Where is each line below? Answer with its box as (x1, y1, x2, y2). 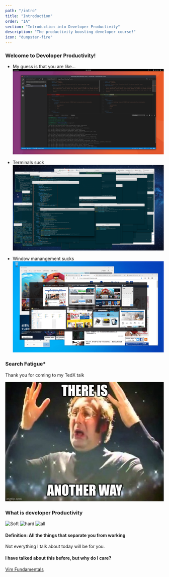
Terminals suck (12, 160, 44, 166)
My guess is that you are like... (12, 64, 76, 70)
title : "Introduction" (5, 13, 53, 19)
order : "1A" (5, 19, 30, 24)
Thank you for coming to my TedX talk (5, 372, 84, 378)
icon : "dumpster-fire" (5, 35, 53, 40)
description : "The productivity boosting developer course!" (5, 29, 136, 35)
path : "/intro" (5, 8, 37, 13)
